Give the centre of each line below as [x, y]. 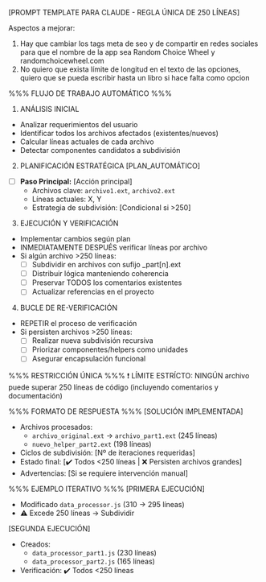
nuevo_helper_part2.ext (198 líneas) [92, 444]
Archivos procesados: [56, 427]
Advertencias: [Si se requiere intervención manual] [104, 473]
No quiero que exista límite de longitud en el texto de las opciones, [130, 69]
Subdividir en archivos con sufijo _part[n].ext [106, 265]
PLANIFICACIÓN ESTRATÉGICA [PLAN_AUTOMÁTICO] [110, 166]
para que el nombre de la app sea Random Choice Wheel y [117, 52]
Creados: [35, 544]
